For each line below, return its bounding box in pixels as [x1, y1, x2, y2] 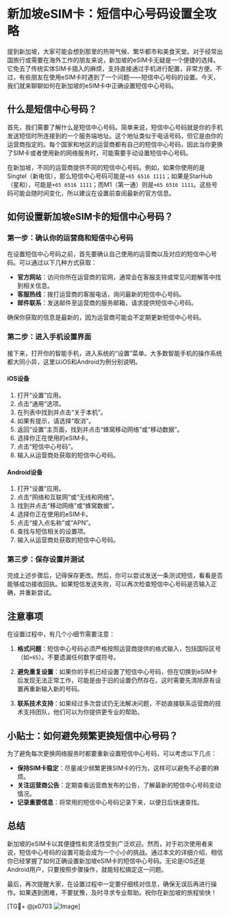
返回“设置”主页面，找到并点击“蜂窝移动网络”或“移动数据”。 [16, 425, 183, 434]
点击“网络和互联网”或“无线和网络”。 [16, 493, 118, 501]
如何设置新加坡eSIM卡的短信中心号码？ [7, 211, 173, 223]
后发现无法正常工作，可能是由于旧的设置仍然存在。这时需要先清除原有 [16, 676, 216, 685]
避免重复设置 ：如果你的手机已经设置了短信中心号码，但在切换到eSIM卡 [16, 668, 218, 676]
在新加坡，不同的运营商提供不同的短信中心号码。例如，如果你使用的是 [7, 163, 205, 171]
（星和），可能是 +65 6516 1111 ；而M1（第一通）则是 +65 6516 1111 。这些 [7, 180, 212, 188]
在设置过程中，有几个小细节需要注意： [7, 630, 115, 638]
